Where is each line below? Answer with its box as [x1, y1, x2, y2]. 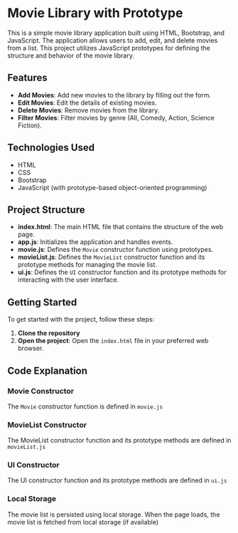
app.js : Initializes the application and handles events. [17, 238, 173, 246]
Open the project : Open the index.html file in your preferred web [17, 337, 209, 345]
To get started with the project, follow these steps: [7, 315, 155, 324]
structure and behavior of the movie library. [7, 51, 135, 60]
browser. [17, 344, 44, 353]
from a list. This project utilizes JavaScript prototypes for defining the [7, 43, 211, 52]
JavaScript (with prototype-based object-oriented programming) [17, 183, 207, 191]
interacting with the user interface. [17, 275, 119, 284]
